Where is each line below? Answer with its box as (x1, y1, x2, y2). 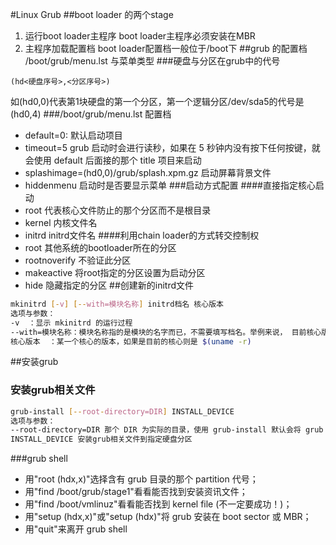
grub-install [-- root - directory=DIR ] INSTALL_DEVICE (10, 406, 235, 417)
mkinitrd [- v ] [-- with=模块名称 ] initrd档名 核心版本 (10, 299, 224, 309)
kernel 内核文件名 (24, 217, 98, 228)
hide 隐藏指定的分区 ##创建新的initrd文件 (24, 279, 195, 291)
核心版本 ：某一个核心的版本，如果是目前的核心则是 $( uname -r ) (10, 336, 252, 347)
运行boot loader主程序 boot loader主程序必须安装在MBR (24, 30, 256, 42)
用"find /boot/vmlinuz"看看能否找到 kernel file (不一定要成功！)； (24, 498, 293, 510)
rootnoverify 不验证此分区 (24, 254, 132, 266)
